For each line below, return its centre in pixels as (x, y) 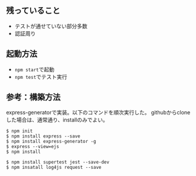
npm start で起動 (35, 69)
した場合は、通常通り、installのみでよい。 (57, 120)
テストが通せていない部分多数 (51, 26)
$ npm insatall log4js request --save (54, 168)
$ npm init (19, 131)
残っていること (33, 11)
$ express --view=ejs (33, 147)
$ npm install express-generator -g (51, 142)
